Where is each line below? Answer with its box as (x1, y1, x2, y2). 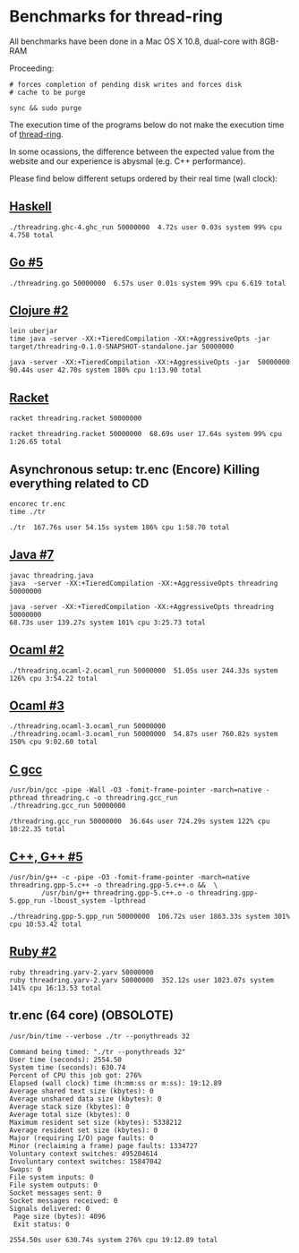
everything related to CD (9, 476, 149, 491)
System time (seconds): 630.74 (9, 1063, 126, 1072)
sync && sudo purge (9, 103, 82, 113)
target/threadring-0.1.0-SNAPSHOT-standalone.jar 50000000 (9, 342, 235, 351)
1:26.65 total (9, 437, 63, 447)
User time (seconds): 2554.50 (9, 1055, 123, 1064)
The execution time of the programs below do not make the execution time (9, 119, 285, 130)
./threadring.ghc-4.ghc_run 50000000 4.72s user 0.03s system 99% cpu (9, 222, 282, 232)
